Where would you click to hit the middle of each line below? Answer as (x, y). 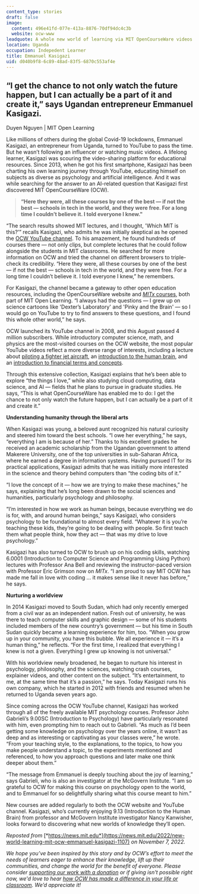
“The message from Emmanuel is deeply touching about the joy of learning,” (99, 774)
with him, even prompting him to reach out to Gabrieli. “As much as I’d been (98, 725)
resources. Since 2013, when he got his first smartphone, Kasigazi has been (99, 165)
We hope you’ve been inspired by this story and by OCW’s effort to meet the (99, 853)
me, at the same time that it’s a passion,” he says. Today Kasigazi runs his (96, 682)
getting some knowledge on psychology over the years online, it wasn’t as (97, 731)
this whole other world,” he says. (46, 320)
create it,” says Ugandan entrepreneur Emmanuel (99, 104)
